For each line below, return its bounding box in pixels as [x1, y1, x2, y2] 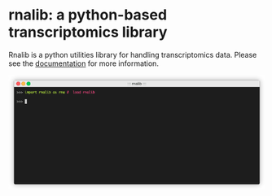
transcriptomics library [8, 23, 168, 41]
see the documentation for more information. [8, 59, 159, 68]
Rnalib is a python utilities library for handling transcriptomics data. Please [8, 50, 257, 59]
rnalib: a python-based [8, 6, 168, 24]
